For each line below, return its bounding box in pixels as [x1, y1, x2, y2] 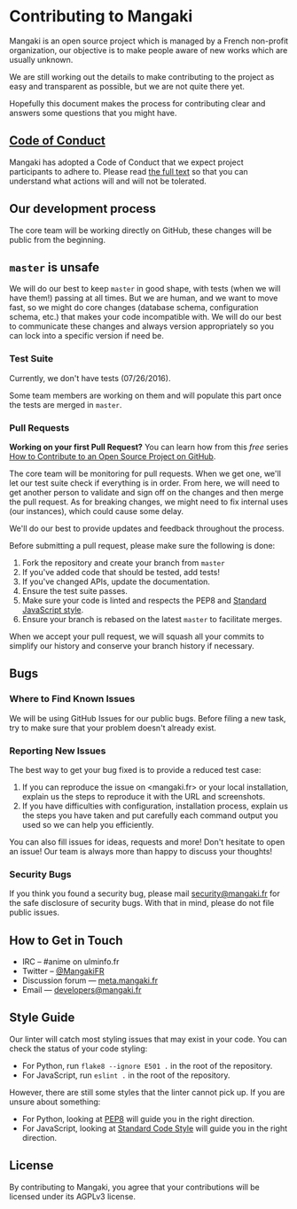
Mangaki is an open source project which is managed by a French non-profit [9, 35, 289, 46]
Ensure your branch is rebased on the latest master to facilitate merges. [21, 613, 283, 624]
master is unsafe [9, 260, 100, 275]
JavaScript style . [21, 604, 84, 615]
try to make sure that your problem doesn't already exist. [9, 722, 217, 733]
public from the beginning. [9, 234, 106, 245]
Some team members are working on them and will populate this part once [9, 390, 282, 401]
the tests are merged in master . [9, 399, 122, 409]
